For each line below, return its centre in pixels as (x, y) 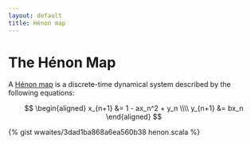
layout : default (35, 16)
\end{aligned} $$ (134, 117)
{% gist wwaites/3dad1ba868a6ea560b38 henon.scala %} (104, 132)
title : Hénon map (37, 23)
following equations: (41, 93)
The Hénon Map (62, 63)
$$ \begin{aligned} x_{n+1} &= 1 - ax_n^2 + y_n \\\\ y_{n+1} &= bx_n (134, 108)
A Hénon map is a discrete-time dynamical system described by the (120, 84)
